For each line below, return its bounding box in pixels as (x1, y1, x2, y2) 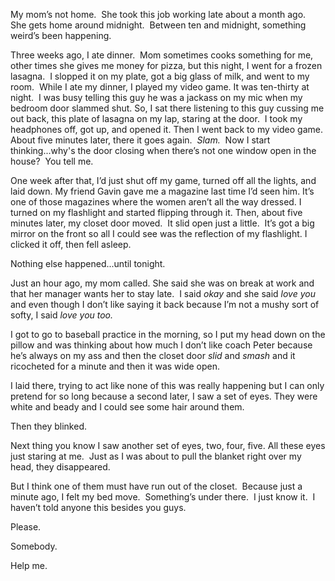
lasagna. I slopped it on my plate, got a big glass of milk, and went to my (10, 70, 310, 82)
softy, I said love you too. (10, 309, 114, 321)
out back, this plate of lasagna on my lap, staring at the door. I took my (10, 113, 303, 124)
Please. (10, 521, 42, 533)
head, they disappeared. (10, 461, 111, 473)
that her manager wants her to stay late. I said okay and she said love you (10, 288, 316, 299)
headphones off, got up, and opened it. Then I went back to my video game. (10, 124, 323, 135)
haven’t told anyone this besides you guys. (10, 502, 187, 513)
